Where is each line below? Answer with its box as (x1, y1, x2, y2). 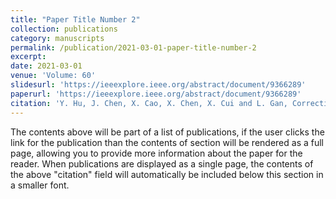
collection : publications (10, 24, 118, 34)
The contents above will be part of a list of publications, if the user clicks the (10, 126, 325, 138)
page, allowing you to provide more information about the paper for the (10, 147, 303, 159)
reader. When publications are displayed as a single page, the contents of (10, 157, 314, 170)
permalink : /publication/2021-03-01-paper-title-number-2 (10, 42, 257, 53)
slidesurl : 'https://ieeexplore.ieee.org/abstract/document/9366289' (10, 80, 307, 90)
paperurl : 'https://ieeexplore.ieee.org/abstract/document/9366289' (10, 89, 302, 99)
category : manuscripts (10, 33, 105, 43)
